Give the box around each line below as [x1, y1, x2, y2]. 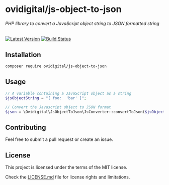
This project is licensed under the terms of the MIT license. [5, 164, 127, 170]
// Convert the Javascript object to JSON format [5, 104, 112, 110]
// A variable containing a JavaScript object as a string [5, 91, 132, 96]
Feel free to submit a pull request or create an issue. [5, 136, 113, 142]
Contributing [5, 123, 46, 131]
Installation [5, 50, 41, 59]
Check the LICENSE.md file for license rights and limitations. [5, 174, 130, 180]
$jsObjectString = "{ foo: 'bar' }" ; [5, 95, 87, 101]
